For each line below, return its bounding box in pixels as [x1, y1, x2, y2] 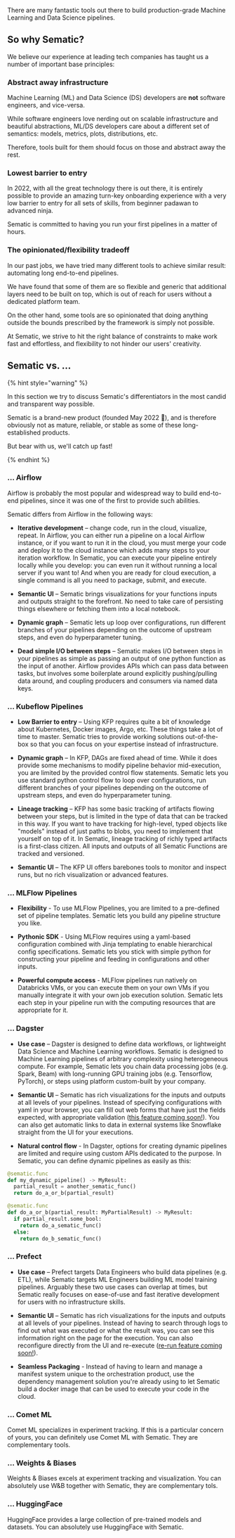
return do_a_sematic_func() [20, 1222, 102, 1229]
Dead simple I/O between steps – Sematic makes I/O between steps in [17, 646, 223, 655]
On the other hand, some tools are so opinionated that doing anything [7, 311, 208, 319]
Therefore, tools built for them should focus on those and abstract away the [7, 143, 226, 152]
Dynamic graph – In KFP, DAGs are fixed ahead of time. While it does [17, 754, 217, 762]
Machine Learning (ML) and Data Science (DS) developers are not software [7, 94, 226, 102]
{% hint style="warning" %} [7, 378, 88, 387]
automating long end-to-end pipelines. [7, 269, 119, 277]
